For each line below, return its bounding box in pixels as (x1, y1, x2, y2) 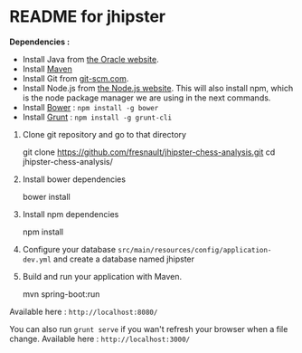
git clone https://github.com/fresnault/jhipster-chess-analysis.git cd (22, 147, 276, 157)
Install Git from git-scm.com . (22, 72, 129, 83)
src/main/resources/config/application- (117, 245, 272, 254)
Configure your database (22, 243, 116, 254)
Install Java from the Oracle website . (22, 53, 160, 64)
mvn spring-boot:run (22, 288, 100, 300)
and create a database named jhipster (52, 253, 195, 264)
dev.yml (22, 255, 52, 264)
